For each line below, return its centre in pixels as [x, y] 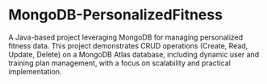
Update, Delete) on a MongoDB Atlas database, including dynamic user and [134, 54]
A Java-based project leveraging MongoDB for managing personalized [126, 37]
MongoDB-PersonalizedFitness [116, 15]
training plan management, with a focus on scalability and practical [120, 63]
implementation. [35, 71]
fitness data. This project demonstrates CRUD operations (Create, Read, [128, 45]
